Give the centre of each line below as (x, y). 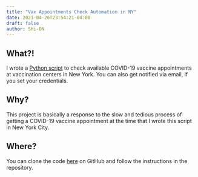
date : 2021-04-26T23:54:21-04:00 (48, 18)
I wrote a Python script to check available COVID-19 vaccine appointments (99, 68)
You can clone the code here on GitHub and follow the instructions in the (97, 161)
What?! (20, 53)
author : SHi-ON (25, 29)
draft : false (23, 23)
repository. (20, 167)
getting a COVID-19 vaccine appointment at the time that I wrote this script (99, 121)
